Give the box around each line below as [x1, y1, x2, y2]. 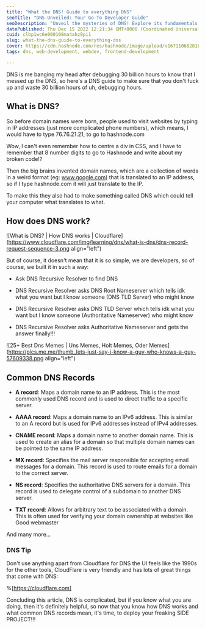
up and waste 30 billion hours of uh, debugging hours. [6, 84, 143, 91]
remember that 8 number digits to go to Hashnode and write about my [6, 149, 182, 156]
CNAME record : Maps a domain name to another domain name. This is [15, 432, 193, 439]
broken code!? [6, 155, 43, 162]
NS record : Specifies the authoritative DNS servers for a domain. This [15, 481, 191, 488]
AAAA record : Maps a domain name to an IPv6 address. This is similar [15, 413, 193, 421]
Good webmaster [15, 519, 59, 526]
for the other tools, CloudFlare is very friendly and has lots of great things [6, 566, 191, 574]
